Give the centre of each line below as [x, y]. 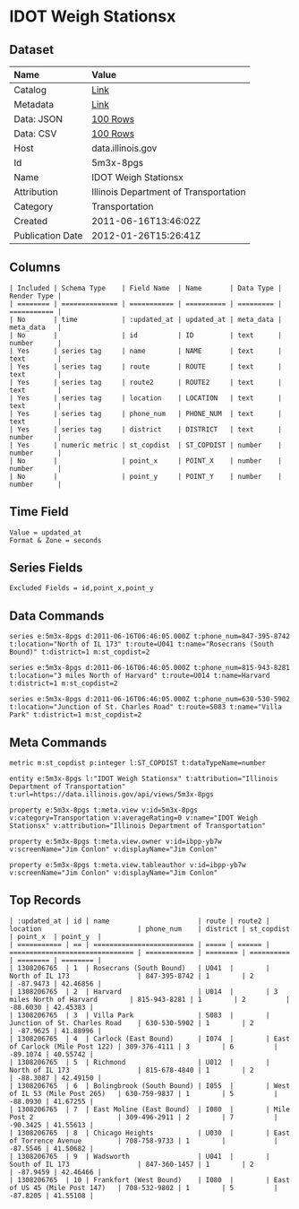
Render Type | [36, 296]
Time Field [39, 512]
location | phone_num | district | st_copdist [150, 929]
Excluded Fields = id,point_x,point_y [81, 588]
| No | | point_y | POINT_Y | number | [145, 476]
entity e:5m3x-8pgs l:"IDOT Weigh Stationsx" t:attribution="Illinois [144, 779]
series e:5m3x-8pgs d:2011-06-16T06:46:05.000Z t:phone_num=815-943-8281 [150, 668]
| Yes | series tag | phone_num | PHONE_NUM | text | [145, 413]
